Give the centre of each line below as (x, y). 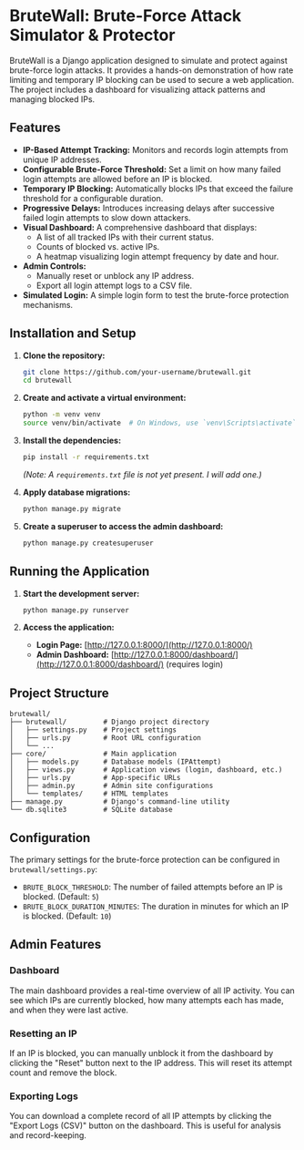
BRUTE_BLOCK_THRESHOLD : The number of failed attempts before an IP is (153, 887)
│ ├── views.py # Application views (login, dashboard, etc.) (146, 770)
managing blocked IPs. (52, 99)
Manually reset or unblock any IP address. (115, 275)
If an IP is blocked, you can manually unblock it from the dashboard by (142, 1052)
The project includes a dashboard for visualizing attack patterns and (137, 89)
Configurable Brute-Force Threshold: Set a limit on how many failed (152, 169)
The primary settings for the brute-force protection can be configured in (145, 859)
